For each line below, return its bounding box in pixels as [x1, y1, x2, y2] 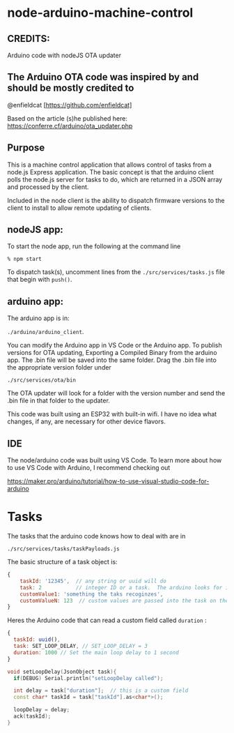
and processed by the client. [7, 183, 89, 191]
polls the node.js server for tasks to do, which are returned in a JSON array [7, 175, 223, 183]
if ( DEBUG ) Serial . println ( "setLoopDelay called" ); [13, 674, 164, 681]
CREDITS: [7, 33, 50, 45]
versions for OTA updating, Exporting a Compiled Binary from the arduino [7, 349, 217, 357]
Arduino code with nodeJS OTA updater [7, 51, 122, 59]
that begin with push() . [7, 275, 72, 284]
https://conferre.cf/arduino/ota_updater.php [7, 121, 133, 130]
